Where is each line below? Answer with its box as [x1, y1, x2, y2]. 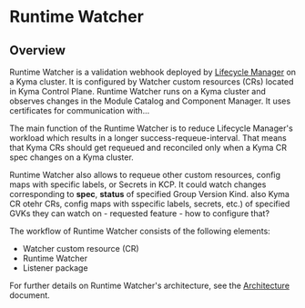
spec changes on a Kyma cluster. [9, 152, 134, 163]
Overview [9, 43, 66, 58]
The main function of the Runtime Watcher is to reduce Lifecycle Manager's [9, 123, 293, 134]
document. [9, 290, 50, 301]
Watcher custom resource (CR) [22, 243, 139, 253]
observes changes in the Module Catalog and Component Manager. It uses [9, 95, 291, 106]
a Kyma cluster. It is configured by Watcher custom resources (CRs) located [9, 76, 294, 87]
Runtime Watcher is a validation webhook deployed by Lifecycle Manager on [9, 66, 297, 77]
